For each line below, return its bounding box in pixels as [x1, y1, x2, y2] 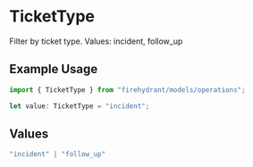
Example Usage [9, 62, 98, 77]
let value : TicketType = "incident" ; [9, 101, 150, 111]
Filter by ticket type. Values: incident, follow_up [9, 36, 183, 46]
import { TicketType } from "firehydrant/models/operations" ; [9, 85, 246, 95]
